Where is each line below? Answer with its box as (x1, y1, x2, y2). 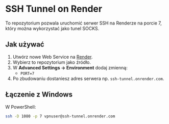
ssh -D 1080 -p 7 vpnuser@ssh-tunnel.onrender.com (5, 113, 115, 119)
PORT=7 (20, 71, 35, 76)
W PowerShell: (5, 104, 36, 110)
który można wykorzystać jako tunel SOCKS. (5, 25, 100, 31)
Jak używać (5, 40, 44, 49)
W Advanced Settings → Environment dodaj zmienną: (12, 64, 128, 70)
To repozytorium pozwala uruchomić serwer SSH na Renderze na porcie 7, (5, 20, 162, 26)
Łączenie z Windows (5, 90, 73, 99)
